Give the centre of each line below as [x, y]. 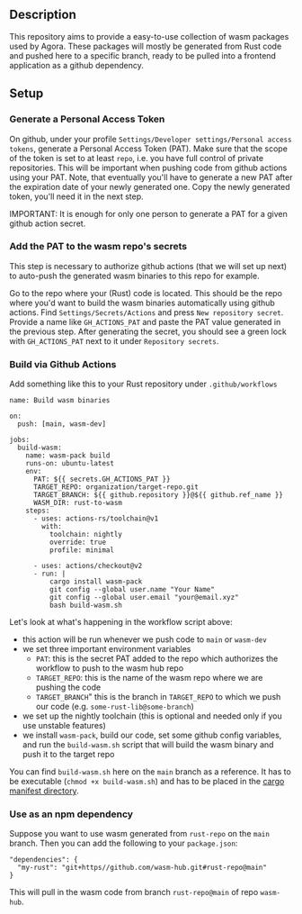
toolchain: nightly [86, 535]
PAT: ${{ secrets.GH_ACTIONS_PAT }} [102, 480]
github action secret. [48, 223]
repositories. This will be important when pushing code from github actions [148, 167]
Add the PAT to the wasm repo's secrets [98, 247]
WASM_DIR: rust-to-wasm [78, 503]
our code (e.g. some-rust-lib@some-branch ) [115, 707]
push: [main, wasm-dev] [62, 424]
